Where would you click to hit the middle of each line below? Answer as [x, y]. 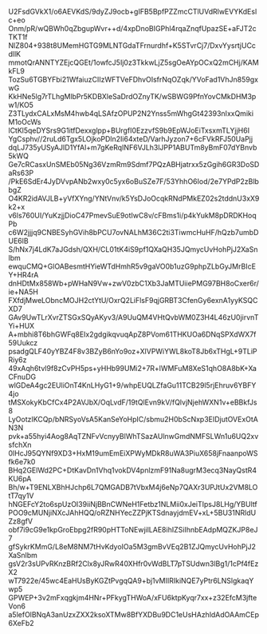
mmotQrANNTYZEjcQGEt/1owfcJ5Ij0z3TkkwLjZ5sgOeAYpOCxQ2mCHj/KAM [133, 62]
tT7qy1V [21, 496]
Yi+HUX [22, 326]
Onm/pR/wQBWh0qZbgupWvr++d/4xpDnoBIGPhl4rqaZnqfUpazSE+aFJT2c [132, 28]
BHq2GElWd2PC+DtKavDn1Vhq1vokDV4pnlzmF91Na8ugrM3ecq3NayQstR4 [133, 470]
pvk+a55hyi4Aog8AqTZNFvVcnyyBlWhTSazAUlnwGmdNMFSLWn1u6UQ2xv [133, 436]
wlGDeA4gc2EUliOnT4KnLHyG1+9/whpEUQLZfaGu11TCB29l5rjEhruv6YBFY [132, 385]
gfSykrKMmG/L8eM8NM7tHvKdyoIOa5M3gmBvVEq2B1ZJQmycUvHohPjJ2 [132, 546]
